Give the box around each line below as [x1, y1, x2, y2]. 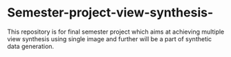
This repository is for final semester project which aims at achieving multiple [7, 27, 225, 36]
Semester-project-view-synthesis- [7, 5, 214, 21]
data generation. [7, 42, 54, 50]
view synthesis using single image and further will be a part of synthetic [7, 34, 212, 43]
